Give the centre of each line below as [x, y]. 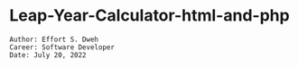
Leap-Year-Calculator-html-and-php [150, 16]
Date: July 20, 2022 [48, 55]
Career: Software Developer [62, 47]
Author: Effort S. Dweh [54, 39]
